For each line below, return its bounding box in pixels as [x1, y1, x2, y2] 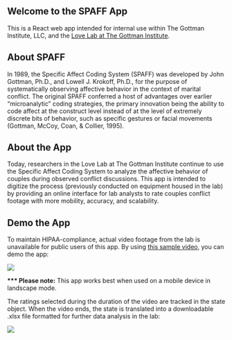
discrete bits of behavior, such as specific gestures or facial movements [7, 114, 213, 122]
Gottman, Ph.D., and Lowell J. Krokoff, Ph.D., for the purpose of [7, 77, 188, 85]
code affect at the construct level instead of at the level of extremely [7, 107, 202, 115]
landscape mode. [7, 284, 57, 292]
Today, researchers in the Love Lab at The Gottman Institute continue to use [7, 160, 224, 169]
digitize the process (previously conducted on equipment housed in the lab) [7, 182, 224, 190]
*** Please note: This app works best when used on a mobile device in [7, 277, 211, 285]
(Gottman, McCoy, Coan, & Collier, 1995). [7, 121, 125, 130]
